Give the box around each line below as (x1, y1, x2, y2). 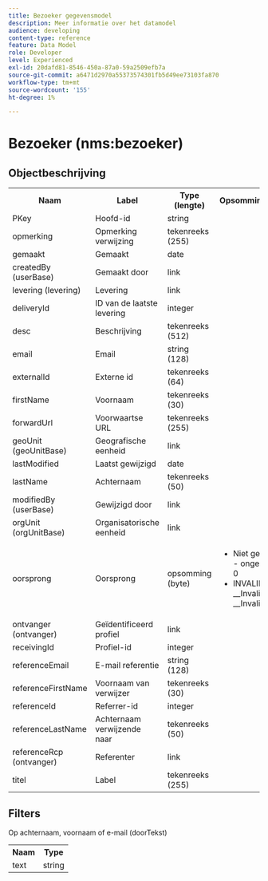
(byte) (167, 578, 191, 589)
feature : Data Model (8, 41, 77, 49)
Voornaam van (95, 678, 150, 689)
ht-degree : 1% (8, 93, 56, 101)
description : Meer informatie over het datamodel (8, 19, 177, 27)
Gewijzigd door (95, 500, 152, 511)
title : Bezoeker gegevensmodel (8, 11, 112, 20)
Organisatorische (95, 517, 160, 528)
